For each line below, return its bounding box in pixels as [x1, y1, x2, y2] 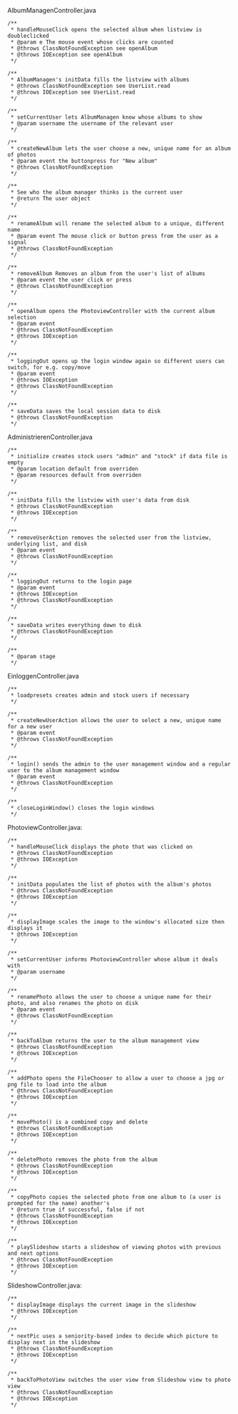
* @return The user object [10, 195, 91, 202]
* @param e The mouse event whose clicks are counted [10, 39, 174, 46]
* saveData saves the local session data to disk [10, 407, 161, 415]
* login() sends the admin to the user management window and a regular [10, 761, 232, 768]
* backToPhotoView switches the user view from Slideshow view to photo [10, 1376, 232, 1383]
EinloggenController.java [7, 672, 80, 680]
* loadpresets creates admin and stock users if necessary [10, 692, 190, 699]
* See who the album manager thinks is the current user [10, 189, 183, 196]
